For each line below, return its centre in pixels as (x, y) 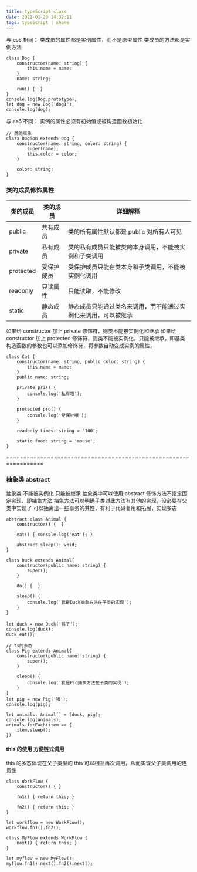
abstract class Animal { (36, 519)
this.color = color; (52, 154)
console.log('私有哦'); (55, 394)
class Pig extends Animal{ (39, 651)
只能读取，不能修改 (94, 291)
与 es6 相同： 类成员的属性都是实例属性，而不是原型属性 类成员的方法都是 (96, 40)
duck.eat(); (21, 634)
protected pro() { (39, 409)
